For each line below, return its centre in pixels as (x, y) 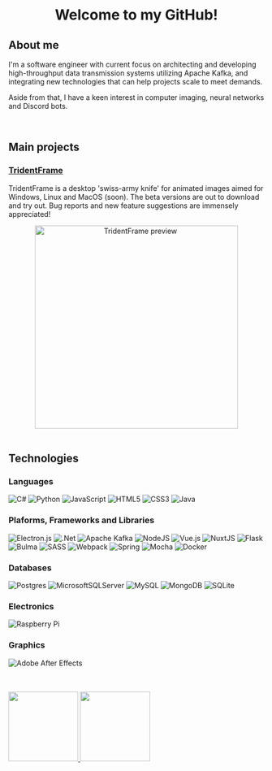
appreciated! (30, 214)
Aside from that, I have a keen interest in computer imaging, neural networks (136, 97)
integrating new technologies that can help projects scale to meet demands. (136, 82)
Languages (31, 481)
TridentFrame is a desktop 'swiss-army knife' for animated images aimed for (136, 188)
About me (34, 45)
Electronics (31, 606)
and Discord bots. (38, 106)
